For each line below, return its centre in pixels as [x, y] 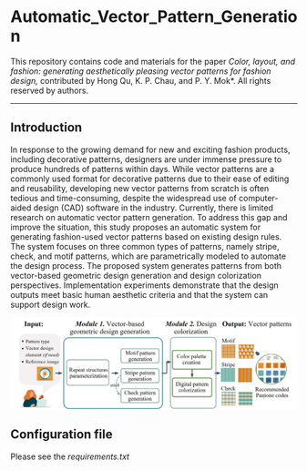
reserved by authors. [50, 90]
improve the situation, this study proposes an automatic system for [136, 227]
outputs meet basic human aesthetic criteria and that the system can [139, 294]
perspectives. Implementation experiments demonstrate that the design [144, 285]
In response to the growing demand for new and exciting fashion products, [150, 149]
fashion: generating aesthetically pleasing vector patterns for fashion [141, 71]
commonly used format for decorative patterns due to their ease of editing [150, 179]
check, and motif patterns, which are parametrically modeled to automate [148, 256]
